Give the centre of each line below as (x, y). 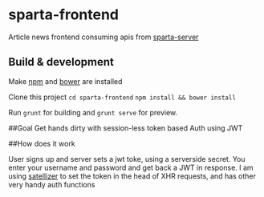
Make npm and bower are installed (65, 81)
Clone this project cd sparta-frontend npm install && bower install (122, 97)
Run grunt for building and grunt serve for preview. (93, 112)
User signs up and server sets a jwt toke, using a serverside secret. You (127, 159)
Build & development (61, 62)
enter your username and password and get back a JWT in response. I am (131, 167)
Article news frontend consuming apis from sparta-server (104, 37)
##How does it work (42, 143)
